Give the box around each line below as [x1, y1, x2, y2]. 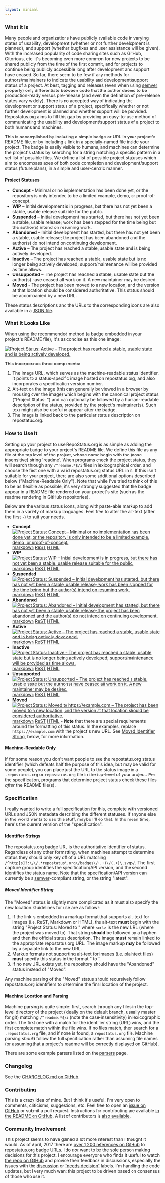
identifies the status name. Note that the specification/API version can [5, 870, 147, 876]
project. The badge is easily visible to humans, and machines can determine [5, 144, 160, 150]
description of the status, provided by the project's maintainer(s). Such [12, 402, 156, 408]
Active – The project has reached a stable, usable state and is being [12, 245, 151, 251]
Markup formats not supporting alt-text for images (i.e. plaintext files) [12, 951, 153, 957]
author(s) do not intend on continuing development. [12, 240, 117, 246]
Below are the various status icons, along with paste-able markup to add [5, 503, 153, 509]
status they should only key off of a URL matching [5, 854, 106, 861]
